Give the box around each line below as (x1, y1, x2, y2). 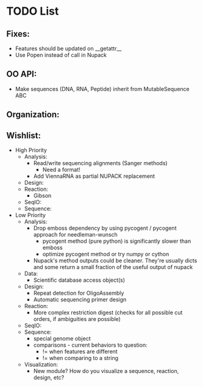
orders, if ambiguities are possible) (33, 315, 121, 323)
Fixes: (6, 29, 30, 39)
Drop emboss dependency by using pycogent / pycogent (33, 224, 177, 232)
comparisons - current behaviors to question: (33, 341, 148, 349)
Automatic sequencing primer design (33, 296, 127, 303)
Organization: (6, 109, 60, 120)
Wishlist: (6, 130, 41, 141)
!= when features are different (42, 348, 118, 355)
